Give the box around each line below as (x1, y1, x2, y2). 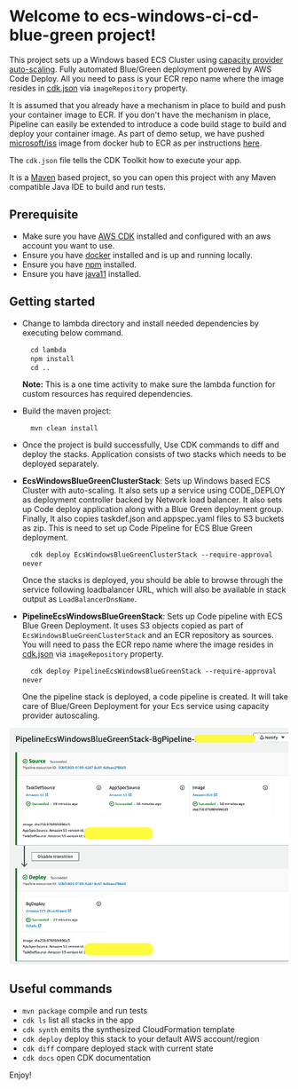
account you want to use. (21, 240, 115, 250)
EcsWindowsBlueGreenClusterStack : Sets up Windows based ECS (21, 475, 271, 485)
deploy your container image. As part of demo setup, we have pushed (9, 128, 265, 138)
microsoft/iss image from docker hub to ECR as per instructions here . (9, 138, 263, 148)
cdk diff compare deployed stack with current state (21, 1043, 214, 1053)
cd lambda (30, 345, 67, 354)
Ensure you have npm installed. (21, 259, 137, 270)
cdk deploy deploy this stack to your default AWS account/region (21, 1033, 260, 1044)
